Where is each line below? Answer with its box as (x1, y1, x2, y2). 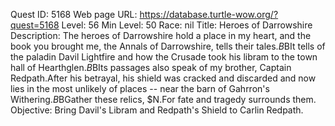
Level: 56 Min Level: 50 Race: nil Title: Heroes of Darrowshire (61, 19, 313, 31)
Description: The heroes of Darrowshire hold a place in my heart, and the (10, 30, 312, 41)
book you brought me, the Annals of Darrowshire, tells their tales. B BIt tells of (10, 40, 326, 52)
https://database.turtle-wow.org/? (139, 9, 279, 20)
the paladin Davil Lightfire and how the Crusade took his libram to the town (10, 51, 318, 63)
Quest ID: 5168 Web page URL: (10, 9, 138, 20)
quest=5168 (10, 19, 60, 31)
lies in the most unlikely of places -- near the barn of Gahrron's (10, 83, 270, 94)
